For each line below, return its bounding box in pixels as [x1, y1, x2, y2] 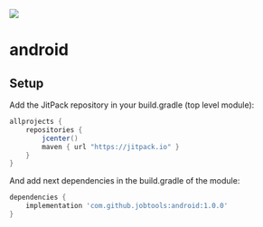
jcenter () [42, 134, 79, 143]
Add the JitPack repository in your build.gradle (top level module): [9, 99, 255, 110]
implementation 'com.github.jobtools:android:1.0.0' [25, 202, 229, 211]
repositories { [25, 125, 83, 135]
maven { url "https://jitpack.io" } [42, 142, 180, 151]
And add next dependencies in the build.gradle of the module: [9, 175, 240, 186]
